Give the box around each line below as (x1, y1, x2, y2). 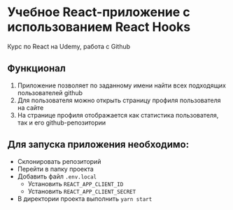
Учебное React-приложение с (7, 4, 190, 20)
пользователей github (17, 88, 83, 97)
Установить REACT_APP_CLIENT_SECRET (27, 187, 136, 195)
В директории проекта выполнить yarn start (17, 194, 153, 203)
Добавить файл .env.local (17, 172, 97, 181)
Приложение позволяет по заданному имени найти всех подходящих (17, 81, 226, 90)
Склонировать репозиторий (17, 157, 101, 165)
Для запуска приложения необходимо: (7, 139, 190, 150)
